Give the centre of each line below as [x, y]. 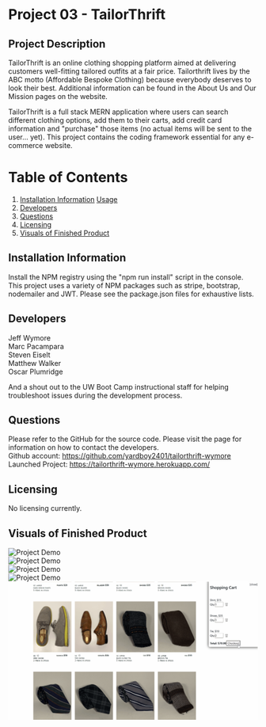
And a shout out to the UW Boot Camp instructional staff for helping [119, 386]
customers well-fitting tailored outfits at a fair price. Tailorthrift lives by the [129, 71]
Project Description [57, 44]
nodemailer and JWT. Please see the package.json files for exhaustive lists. [131, 294]
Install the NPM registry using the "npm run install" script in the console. [126, 277]
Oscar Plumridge [36, 371]
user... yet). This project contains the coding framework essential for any [127, 137]
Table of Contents [68, 178]
